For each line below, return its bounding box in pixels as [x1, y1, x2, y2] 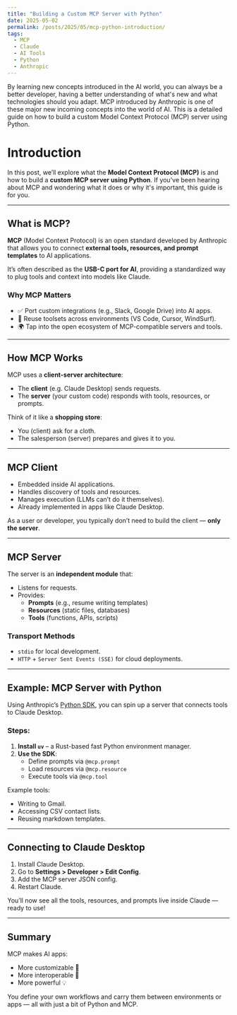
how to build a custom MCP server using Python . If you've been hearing [7, 175, 220, 184]
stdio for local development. [17, 647, 101, 656]
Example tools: [7, 785, 51, 794]
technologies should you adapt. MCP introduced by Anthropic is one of [7, 97, 214, 106]
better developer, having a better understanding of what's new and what [7, 90, 218, 98]
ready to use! [7, 904, 46, 913]
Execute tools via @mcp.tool [28, 772, 108, 780]
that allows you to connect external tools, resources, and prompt [7, 244, 199, 252]
